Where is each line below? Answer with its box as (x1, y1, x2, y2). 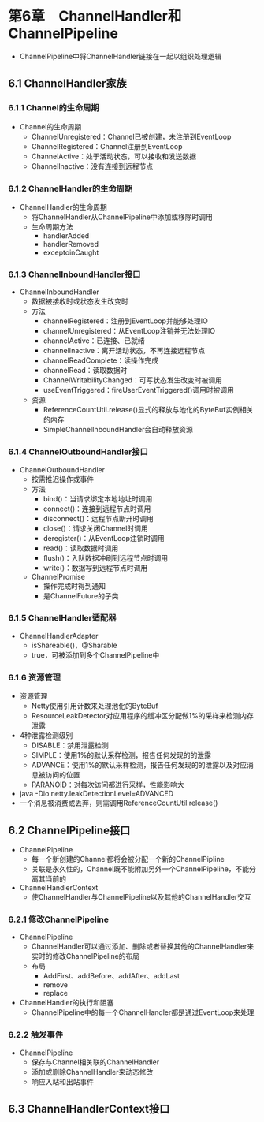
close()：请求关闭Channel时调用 (43, 524, 148, 533)
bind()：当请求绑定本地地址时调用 (43, 494, 153, 503)
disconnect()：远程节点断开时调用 (43, 513, 154, 523)
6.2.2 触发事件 (8, 1030, 63, 1041)
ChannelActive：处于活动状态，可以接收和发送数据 (31, 151, 197, 161)
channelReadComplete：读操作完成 (43, 356, 159, 365)
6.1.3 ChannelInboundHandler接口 (8, 269, 141, 280)
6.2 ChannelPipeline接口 (8, 823, 131, 837)
